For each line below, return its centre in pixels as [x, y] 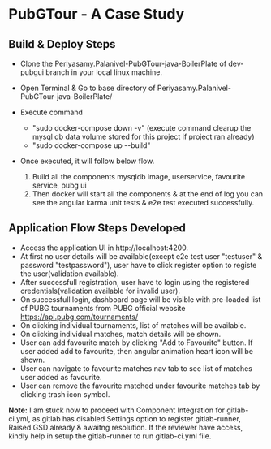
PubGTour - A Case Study [97, 14]
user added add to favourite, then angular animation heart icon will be [137, 351]
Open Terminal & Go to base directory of [88, 88]
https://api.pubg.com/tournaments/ [79, 317]
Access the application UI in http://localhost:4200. [104, 248]
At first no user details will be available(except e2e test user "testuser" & [141, 256]
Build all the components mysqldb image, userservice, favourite [139, 177]
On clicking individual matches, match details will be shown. [120, 334]
